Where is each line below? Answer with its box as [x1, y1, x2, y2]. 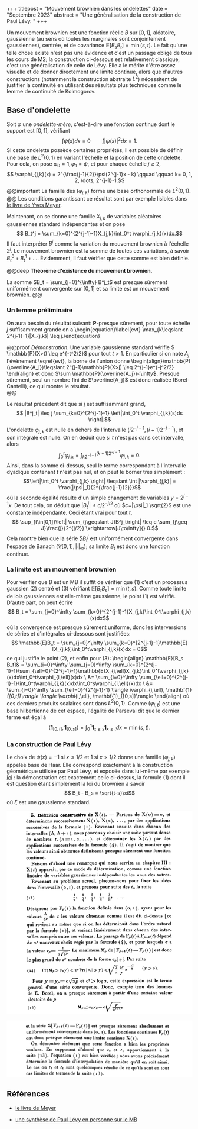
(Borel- [172, 376, 190, 383]
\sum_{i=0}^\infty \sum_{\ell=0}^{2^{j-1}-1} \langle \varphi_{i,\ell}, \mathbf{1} [6, 686, 192, 693]
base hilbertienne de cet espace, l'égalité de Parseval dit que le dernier [6, 707, 180, 715]
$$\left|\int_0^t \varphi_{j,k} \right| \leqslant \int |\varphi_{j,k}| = [23, 478, 176, 485]
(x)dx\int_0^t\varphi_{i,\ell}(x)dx [6, 673, 83, 680]
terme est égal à [6, 714, 47, 721]
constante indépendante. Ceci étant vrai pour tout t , [6, 509, 133, 517]
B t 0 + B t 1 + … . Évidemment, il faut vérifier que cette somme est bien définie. [6, 253, 190, 263]
